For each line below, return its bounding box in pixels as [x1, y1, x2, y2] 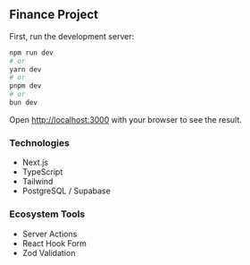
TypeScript [21, 167, 63, 177]
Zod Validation [21, 247, 76, 258]
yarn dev [9, 64, 42, 74]
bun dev [9, 98, 38, 107]
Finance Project [9, 7, 98, 22]
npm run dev [9, 48, 54, 57]
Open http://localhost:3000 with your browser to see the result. [9, 114, 243, 124]
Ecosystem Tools [9, 208, 86, 220]
